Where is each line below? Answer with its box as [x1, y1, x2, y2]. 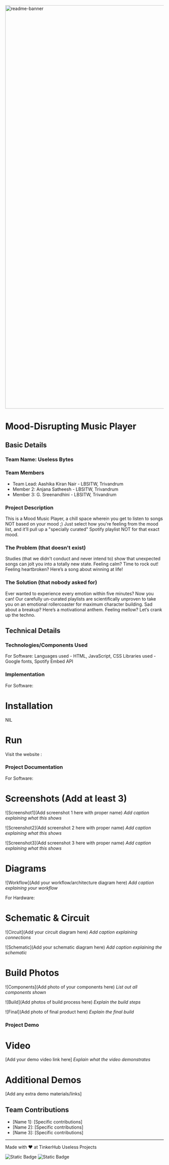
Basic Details [5, 441, 47, 449]
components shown [5, 989, 46, 995]
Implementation [5, 671, 45, 678]
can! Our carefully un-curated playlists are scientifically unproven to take [5, 596, 156, 602]
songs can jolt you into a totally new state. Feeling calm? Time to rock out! [5, 561, 158, 567]
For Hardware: [5, 895, 35, 901]
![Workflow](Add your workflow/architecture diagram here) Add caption [5, 880, 154, 886]
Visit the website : [5, 751, 42, 757]
